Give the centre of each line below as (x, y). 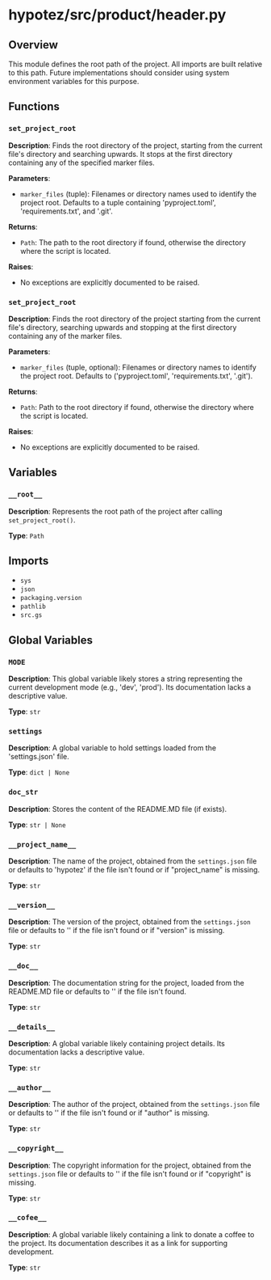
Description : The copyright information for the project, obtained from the (130, 1165)
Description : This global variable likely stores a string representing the (126, 679)
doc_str (23, 792)
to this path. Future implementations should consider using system (119, 73)
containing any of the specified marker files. (81, 163)
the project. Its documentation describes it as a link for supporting (118, 1243)
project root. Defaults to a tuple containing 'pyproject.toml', (118, 202)
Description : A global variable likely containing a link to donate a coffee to (131, 1234)
